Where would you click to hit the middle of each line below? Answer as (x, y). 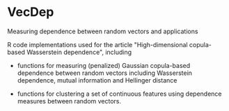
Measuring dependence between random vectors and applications (103, 31)
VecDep (31, 12)
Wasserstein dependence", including (79, 52)
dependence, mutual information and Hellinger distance (97, 80)
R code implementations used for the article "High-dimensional (97, 44)
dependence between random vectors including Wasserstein (105, 73)
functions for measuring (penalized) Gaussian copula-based (104, 65)
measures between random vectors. (69, 101)
